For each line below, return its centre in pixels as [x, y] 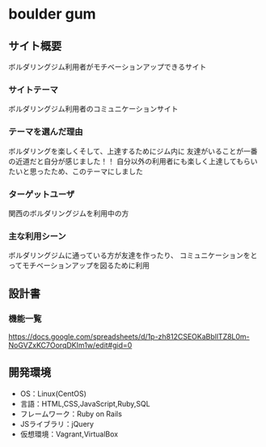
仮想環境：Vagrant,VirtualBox [69, 434]
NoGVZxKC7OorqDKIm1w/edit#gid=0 [70, 345]
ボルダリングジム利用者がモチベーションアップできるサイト [108, 67]
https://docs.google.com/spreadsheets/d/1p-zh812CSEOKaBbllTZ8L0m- [129, 336]
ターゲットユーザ [42, 194]
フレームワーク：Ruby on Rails [71, 414]
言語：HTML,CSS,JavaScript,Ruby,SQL [85, 403]
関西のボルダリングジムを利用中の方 [69, 213]
